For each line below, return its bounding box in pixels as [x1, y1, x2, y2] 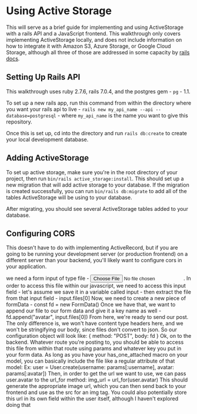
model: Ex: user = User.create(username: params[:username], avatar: [6, 364, 175, 371]
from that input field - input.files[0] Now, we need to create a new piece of [6, 295, 186, 302]
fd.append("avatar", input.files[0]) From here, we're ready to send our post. [6, 314, 189, 321]
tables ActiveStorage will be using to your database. [6, 194, 132, 201]
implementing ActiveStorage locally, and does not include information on [6, 36, 182, 43]
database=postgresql [6, 113, 57, 119]
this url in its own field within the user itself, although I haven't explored [6, 395, 179, 402]
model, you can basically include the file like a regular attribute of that [6, 357, 175, 364]
